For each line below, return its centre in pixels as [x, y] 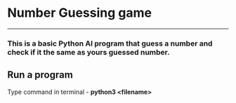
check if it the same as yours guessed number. [88, 52]
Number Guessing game [80, 13]
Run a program [40, 75]
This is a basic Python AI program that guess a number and [110, 43]
